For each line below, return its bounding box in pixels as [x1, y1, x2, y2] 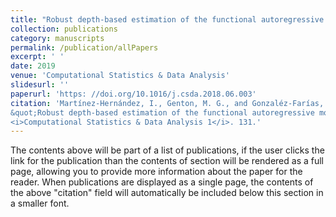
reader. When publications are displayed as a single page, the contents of [10, 176, 314, 188]
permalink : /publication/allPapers [10, 42, 159, 53]
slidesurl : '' [10, 80, 70, 90]
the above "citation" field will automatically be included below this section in [10, 187, 324, 199]
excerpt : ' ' [10, 52, 65, 62]
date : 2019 [10, 61, 56, 71]
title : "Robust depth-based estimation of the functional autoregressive [10, 14, 325, 25]
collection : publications [10, 24, 118, 34]
